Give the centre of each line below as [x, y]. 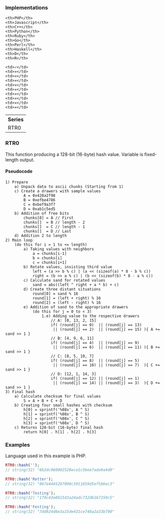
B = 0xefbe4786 [40, 200]
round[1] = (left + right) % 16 [67, 298]
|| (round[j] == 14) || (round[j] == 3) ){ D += [106, 383]
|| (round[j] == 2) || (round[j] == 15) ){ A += [106, 329]
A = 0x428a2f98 [40, 195]
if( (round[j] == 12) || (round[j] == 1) [95, 378]
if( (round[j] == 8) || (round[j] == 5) [95, 360]
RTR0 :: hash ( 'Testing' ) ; [30, 493]
